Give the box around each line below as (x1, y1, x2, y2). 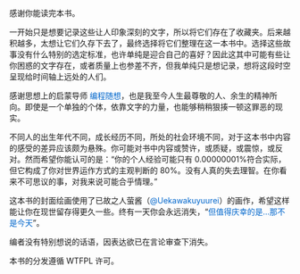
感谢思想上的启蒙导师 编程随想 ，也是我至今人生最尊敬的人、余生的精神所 (9, 90, 278, 101)
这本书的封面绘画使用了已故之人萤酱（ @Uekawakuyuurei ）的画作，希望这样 (9, 195, 290, 205)
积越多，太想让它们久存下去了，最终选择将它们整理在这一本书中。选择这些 (9, 38, 283, 48)
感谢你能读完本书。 (9, 8, 80, 18)
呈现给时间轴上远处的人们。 (9, 71, 112, 82)
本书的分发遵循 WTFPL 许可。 (9, 255, 119, 266)
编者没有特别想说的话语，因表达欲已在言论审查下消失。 (9, 237, 212, 247)
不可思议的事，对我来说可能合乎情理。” (16, 177, 158, 187)
